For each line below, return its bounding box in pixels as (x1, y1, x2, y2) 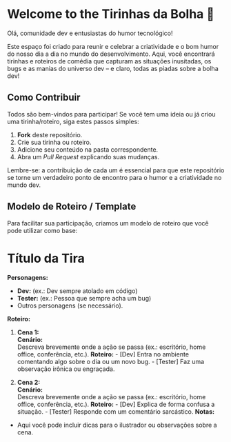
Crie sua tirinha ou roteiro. (17, 138, 92, 146)
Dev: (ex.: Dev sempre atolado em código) (17, 286, 138, 295)
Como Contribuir (7, 92, 81, 103)
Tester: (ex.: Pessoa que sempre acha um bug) (17, 294, 152, 302)
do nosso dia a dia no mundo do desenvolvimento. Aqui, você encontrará (7, 50, 215, 58)
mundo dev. (7, 181, 41, 189)
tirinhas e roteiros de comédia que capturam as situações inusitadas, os (7, 57, 212, 65)
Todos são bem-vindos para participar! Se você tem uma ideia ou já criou (7, 110, 216, 118)
